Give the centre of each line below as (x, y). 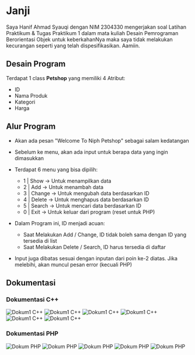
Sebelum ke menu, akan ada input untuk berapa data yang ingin (91, 152)
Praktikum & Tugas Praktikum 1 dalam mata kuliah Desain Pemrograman (92, 33)
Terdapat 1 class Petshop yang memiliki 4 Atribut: (66, 78)
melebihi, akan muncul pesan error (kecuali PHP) (73, 264)
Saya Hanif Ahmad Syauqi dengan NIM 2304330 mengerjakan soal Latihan (96, 27)
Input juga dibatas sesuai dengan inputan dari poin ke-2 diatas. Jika (96, 258)
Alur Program (31, 127)
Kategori (25, 102)
